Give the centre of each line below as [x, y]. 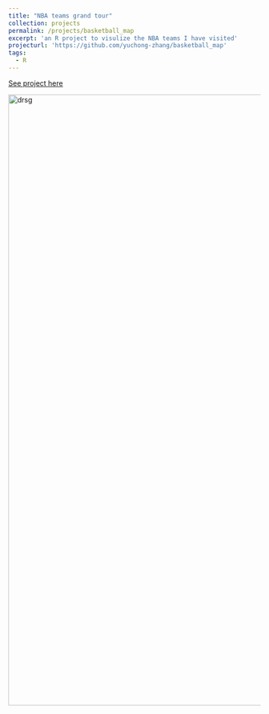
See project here [36, 83]
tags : [17, 53]
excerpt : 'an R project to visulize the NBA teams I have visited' [123, 38]
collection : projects [44, 23]
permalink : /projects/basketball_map [71, 30]
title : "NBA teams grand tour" [60, 16]
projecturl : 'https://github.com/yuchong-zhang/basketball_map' [118, 46]
